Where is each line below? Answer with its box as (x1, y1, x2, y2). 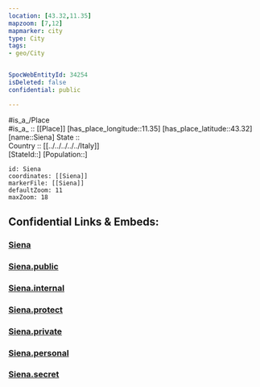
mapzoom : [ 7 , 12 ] (8, 19, 63, 27)
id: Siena (8, 164, 42, 173)
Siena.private (8, 326, 63, 337)
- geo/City (8, 49, 45, 57)
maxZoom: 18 (8, 193, 48, 202)
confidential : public (8, 85, 81, 94)
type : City (8, 34, 45, 43)
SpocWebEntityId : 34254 (8, 71, 89, 79)
